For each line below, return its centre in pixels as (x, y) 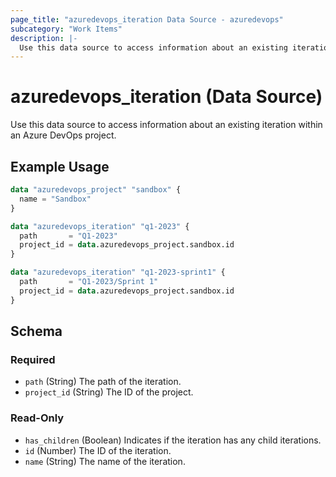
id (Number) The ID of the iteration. (98, 450)
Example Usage (60, 166)
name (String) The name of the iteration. (105, 461)
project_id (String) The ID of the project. (109, 392)
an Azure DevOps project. (63, 135)
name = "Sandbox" (55, 199)
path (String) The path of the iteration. (103, 382)
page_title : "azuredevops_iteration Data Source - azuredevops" (147, 19)
